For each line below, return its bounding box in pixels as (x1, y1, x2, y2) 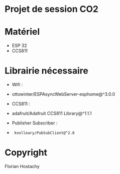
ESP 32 (11, 43, 27, 49)
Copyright (4, 147, 48, 158)
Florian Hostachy (4, 164, 40, 169)
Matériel (4, 26, 40, 38)
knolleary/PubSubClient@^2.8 (14, 130, 75, 136)
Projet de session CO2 (4, 3, 99, 15)
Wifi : (11, 82, 23, 88)
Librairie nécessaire (4, 65, 89, 76)
